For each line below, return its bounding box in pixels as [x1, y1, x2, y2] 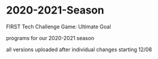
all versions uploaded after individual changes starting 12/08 [6, 45, 152, 53]
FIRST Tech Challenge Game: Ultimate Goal [6, 23, 112, 30]
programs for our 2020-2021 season [6, 34, 95, 41]
